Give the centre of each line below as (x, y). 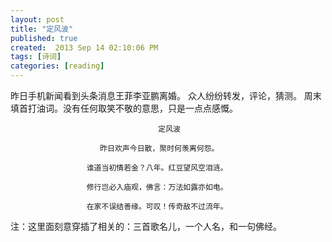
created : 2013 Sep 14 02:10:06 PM (84, 47)
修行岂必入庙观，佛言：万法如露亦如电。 (157, 187)
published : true (44, 38)
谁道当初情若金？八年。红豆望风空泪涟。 (157, 168)
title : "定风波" (42, 29)
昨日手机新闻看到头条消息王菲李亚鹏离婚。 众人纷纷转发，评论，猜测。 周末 (166, 95)
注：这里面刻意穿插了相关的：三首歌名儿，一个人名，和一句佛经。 (146, 226)
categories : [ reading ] (57, 66)
